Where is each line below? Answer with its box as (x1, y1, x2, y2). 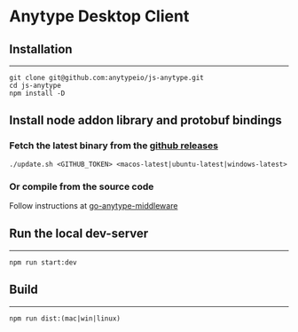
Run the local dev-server (9, 226, 149, 241)
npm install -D (9, 89, 66, 98)
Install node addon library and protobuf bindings (9, 113, 282, 128)
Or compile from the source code (9, 180, 154, 193)
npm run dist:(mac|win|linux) (9, 313, 122, 323)
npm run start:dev (9, 257, 77, 267)
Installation (9, 42, 73, 57)
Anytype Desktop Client (9, 6, 190, 27)
